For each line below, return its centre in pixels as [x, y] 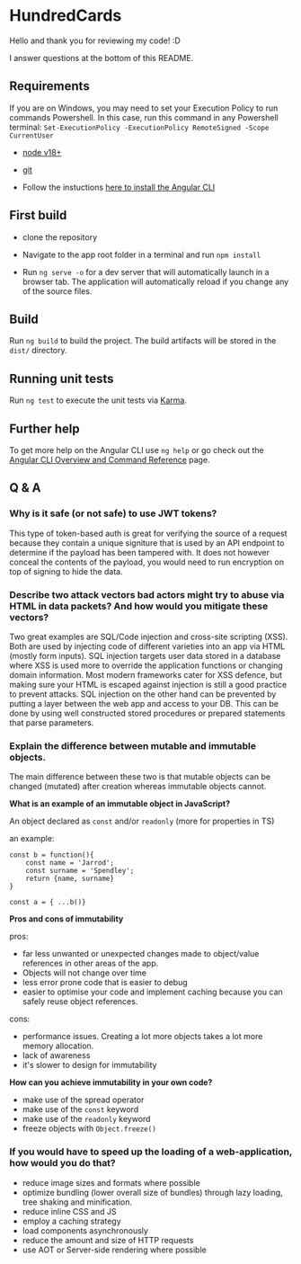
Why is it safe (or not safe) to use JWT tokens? [113, 513]
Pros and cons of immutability [66, 919]
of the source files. [57, 291]
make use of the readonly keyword [86, 1119]
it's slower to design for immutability [89, 1065]
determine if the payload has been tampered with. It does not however [140, 552]
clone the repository [60, 237]
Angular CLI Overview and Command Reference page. [110, 460]
